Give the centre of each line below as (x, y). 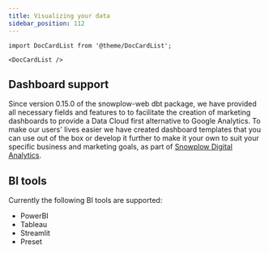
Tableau (34, 225)
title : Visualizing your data (60, 16)
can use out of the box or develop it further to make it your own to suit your (134, 138)
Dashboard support (59, 84)
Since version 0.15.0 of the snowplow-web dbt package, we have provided (132, 104)
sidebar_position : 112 (47, 23)
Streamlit (35, 233)
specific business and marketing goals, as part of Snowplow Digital (121, 147)
